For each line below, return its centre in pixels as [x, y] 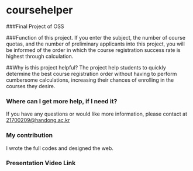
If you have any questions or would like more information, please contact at [97, 114]
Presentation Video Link [41, 163]
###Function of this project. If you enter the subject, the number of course [96, 37]
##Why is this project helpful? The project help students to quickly [86, 67]
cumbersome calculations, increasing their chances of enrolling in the [90, 80]
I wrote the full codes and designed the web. [60, 148]
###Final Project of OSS [35, 26]
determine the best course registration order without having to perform [92, 74]
